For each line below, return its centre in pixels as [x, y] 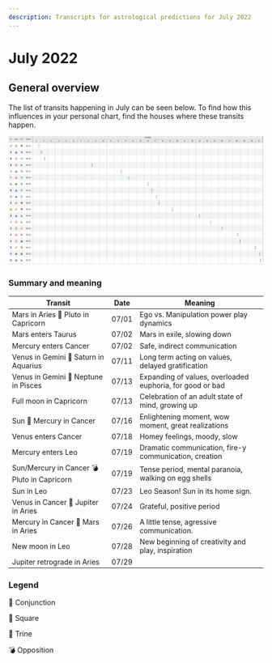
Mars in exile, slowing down [186, 334]
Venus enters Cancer [47, 436]
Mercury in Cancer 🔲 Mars [55, 522]
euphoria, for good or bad [182, 385]
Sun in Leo [30, 491]
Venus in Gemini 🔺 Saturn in [58, 357]
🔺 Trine [20, 634]
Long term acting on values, [186, 357]
